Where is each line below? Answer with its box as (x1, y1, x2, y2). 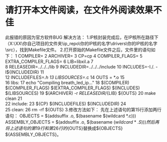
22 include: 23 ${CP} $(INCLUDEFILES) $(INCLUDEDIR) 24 (5, 100, 126, 107)
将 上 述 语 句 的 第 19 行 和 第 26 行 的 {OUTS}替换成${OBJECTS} (5, 125, 123, 131)
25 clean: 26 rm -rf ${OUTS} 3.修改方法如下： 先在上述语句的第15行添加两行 (5, 106, 162, 112)
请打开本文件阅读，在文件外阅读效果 (5, 4, 154, 16)
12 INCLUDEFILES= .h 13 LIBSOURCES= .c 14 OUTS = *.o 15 (5, 74, 125, 80)
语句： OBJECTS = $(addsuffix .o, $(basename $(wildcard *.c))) (5, 113, 136, 119)
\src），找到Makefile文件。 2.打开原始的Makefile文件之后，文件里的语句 (5, 47, 152, 53)
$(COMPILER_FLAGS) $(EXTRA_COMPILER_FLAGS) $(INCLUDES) (5, 85, 140, 91)
